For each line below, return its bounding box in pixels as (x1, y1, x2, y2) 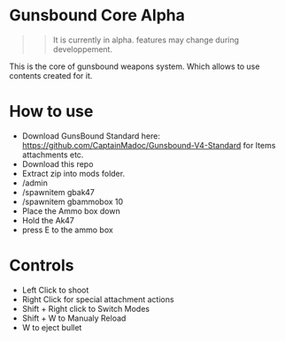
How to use (9, 102, 94, 122)
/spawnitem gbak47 (21, 186, 95, 197)
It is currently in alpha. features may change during (52, 34, 240, 45)
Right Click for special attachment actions (21, 293, 174, 305)
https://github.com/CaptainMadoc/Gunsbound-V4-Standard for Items (21, 140, 276, 150)
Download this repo (21, 158, 94, 169)
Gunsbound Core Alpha (9, 5, 186, 26)
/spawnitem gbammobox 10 (21, 196, 124, 207)
